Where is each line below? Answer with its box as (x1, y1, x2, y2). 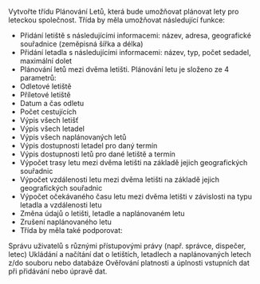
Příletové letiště (19, 90, 71, 99)
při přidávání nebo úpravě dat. (8, 266, 108, 276)
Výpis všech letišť (19, 116, 79, 124)
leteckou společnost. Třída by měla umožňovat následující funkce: (8, 15, 226, 25)
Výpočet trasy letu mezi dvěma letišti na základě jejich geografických (19, 158, 248, 167)
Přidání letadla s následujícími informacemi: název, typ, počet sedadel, (19, 48, 251, 57)
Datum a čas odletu (19, 99, 85, 108)
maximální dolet (19, 56, 73, 65)
